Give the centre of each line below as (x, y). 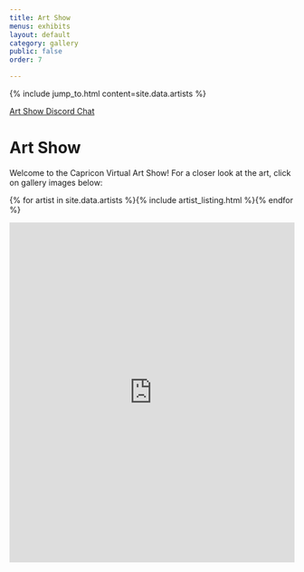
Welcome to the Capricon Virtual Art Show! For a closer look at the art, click (150, 172)
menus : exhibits (40, 26)
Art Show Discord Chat (52, 111)
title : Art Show (40, 18)
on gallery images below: (56, 182)
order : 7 (26, 60)
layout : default (40, 34)
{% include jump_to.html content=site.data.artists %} (108, 93)
